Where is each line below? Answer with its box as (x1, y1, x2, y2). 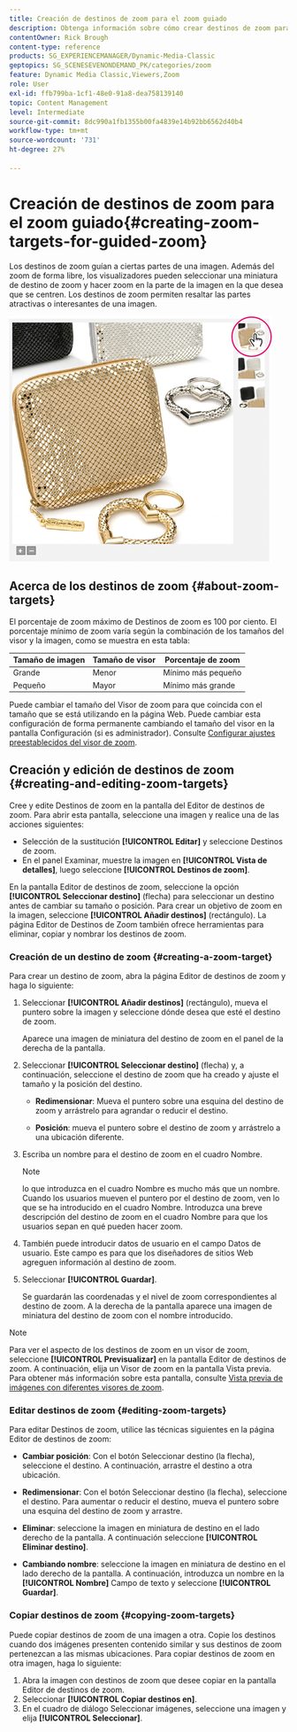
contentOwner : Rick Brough (9, 33, 109, 42)
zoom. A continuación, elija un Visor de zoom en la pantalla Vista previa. (9, 1363, 272, 1374)
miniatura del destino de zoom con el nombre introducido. (21, 1310, 233, 1321)
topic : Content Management (9, 98, 109, 107)
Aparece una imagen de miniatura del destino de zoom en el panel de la (21, 1033, 284, 1045)
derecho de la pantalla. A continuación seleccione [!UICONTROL (21, 1533, 258, 1543)
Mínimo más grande (163, 680, 236, 690)
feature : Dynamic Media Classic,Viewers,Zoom (9, 71, 179, 80)
